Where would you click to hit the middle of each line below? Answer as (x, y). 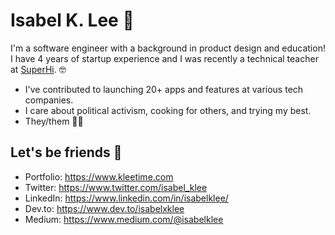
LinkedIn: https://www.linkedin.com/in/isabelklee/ (126, 198)
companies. (49, 100)
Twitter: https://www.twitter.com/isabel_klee (116, 187)
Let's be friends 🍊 (66, 152)
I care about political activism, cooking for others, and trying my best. (168, 110)
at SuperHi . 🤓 (38, 69)
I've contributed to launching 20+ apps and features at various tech (164, 89)
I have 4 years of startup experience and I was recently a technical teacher (164, 58)
